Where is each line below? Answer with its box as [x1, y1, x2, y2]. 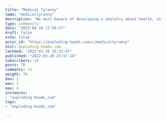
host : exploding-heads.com [5, 44, 61, 49]
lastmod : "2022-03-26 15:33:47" [5, 49, 72, 54]
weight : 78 [5, 72, 28, 77]
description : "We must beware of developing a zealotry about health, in [5, 16, 162, 21]
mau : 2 [5, 85, 19, 91]
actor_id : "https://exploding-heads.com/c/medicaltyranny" [5, 40, 130, 45]
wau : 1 [5, 81, 19, 86]
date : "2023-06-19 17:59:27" [5, 26, 66, 31]
